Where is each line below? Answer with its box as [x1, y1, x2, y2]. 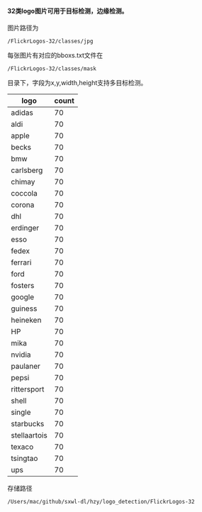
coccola [11, 189, 38, 199]
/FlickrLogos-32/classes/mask [7, 65, 97, 72]
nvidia [11, 350, 31, 360]
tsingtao [11, 454, 38, 464]
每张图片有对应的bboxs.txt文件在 [7, 51, 103, 60]
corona [11, 200, 35, 210]
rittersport [11, 384, 45, 394]
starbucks [11, 419, 45, 429]
